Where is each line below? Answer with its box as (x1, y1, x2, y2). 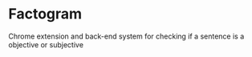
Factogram (8, 5, 83, 23)
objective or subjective (8, 39, 84, 49)
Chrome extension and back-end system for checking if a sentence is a (8, 31, 245, 41)
